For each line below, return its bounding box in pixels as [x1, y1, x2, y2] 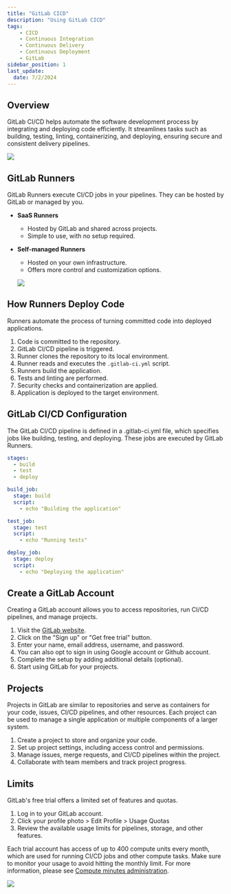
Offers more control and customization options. [27, 266, 162, 273]
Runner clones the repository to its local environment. [16, 352, 170, 360]
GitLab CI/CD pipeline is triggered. [16, 344, 115, 353]
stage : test [13, 524, 48, 531]
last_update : [7, 67, 45, 74]
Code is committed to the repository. [16, 337, 122, 346]
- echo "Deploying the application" [19, 568, 125, 575]
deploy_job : [7, 549, 41, 557]
